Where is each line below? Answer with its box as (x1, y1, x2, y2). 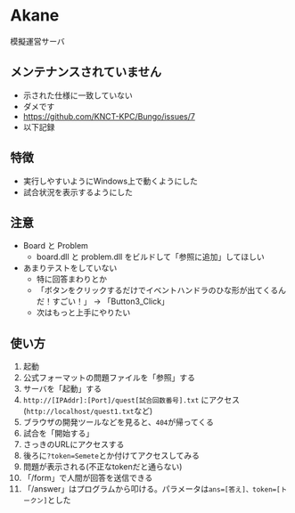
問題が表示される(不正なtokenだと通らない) (22, 461, 183, 472)
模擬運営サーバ (10, 36, 65, 46)
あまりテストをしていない (22, 263, 118, 273)
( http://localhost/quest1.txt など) (22, 406, 153, 417)
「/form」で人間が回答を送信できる (22, 473, 153, 484)
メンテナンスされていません (10, 64, 162, 80)
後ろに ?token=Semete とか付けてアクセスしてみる (22, 451, 200, 461)
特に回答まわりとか (36, 273, 108, 285)
